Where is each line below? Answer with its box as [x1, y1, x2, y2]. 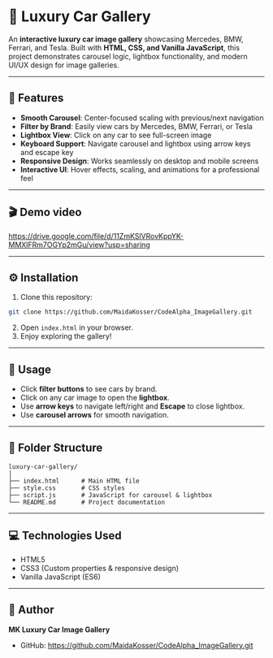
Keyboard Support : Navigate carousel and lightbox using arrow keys [19, 138, 251, 149]
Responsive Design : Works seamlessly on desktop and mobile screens [19, 156, 259, 166]
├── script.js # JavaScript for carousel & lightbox [8, 491, 213, 499]
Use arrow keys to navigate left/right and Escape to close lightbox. [19, 401, 245, 411]
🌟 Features [8, 91, 64, 105]
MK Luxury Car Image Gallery [8, 625, 110, 634]
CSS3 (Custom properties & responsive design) [19, 563, 180, 573]
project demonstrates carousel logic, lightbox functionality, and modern [8, 51, 248, 61]
